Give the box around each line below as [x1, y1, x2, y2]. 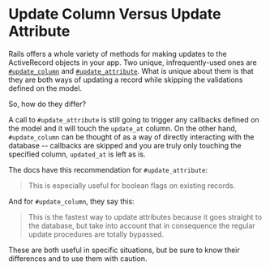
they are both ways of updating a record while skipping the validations [8, 75, 243, 84]
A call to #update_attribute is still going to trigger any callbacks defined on [8, 114, 259, 124]
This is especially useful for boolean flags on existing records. [28, 180, 236, 191]
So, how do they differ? [8, 99, 87, 109]
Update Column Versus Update [8, 5, 221, 24]
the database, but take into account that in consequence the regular [28, 221, 255, 230]
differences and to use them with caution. [8, 253, 148, 264]
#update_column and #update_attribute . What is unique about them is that [8, 66, 254, 75]
